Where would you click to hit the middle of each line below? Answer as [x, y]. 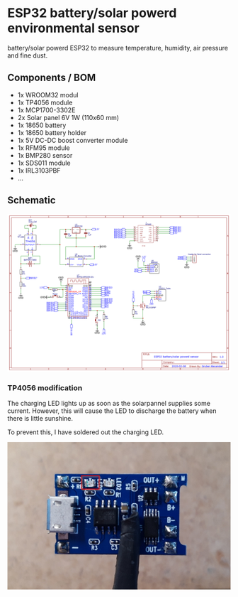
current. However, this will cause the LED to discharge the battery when [112, 411]
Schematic [32, 200]
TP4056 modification [45, 387]
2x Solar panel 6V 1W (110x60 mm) [68, 117]
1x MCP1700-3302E [46, 110]
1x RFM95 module [44, 148]
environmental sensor [73, 28]
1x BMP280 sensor [45, 155]
